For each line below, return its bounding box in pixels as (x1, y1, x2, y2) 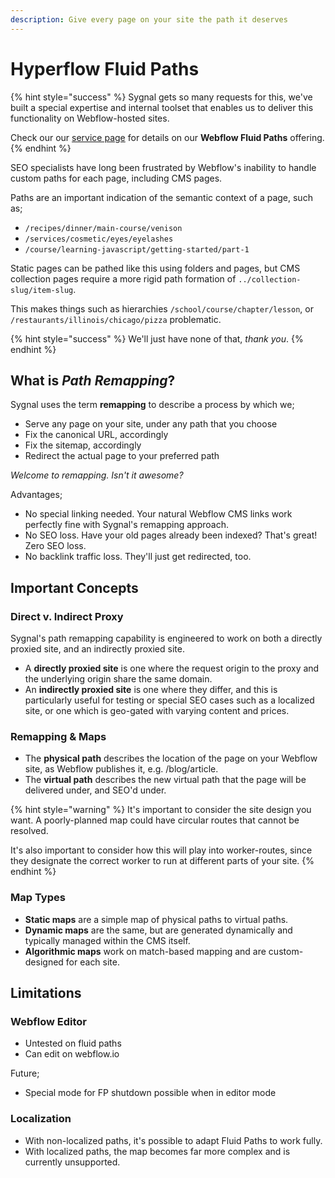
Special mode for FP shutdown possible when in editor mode (24, 1087, 277, 1099)
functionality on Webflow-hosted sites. (10, 112, 170, 124)
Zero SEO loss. (24, 540, 87, 552)
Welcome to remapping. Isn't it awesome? (10, 469, 184, 481)
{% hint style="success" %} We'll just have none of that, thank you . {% (10, 332, 304, 345)
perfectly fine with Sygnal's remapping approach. (24, 519, 229, 531)
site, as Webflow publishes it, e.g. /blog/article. (24, 763, 219, 775)
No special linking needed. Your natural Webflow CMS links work (24, 508, 293, 520)
